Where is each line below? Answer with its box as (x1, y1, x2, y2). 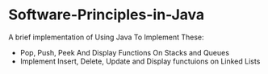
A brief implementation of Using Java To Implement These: (8, 32, 204, 42)
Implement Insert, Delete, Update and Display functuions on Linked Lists (19, 56, 261, 66)
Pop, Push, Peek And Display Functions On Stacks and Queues (19, 47, 230, 57)
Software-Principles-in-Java (8, 6, 205, 24)
